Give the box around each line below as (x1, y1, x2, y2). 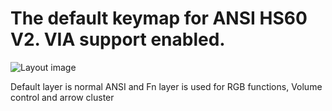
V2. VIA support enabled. (10, 28, 226, 51)
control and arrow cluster (10, 91, 115, 103)
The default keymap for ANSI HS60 (10, 7, 308, 30)
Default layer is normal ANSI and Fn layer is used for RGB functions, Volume (10, 80, 323, 92)
